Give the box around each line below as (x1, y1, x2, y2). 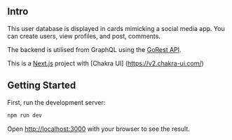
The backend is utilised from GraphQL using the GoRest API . (7, 45, 182, 53)
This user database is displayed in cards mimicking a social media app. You (7, 24, 226, 32)
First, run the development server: (7, 98, 106, 106)
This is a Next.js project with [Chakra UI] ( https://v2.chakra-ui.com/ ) (7, 59, 205, 68)
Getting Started (7, 79, 76, 91)
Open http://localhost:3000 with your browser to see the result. (7, 125, 191, 133)
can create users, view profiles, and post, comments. (7, 32, 161, 40)
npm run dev (7, 112, 42, 119)
